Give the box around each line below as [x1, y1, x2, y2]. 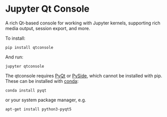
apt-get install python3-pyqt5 [5, 106, 72, 112]
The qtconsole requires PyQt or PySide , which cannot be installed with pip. [5, 72, 162, 79]
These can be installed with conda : [5, 78, 79, 84]
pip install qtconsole [5, 45, 53, 50]
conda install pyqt [5, 87, 47, 93]
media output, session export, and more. [5, 25, 91, 31]
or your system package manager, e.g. [5, 97, 87, 103]
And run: [5, 54, 24, 60]
